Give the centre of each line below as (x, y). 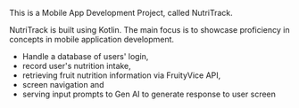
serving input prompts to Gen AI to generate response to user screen (149, 94)
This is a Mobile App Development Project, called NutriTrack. (121, 13)
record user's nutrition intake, (76, 66)
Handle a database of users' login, (85, 56)
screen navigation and (63, 85)
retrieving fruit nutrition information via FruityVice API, (121, 75)
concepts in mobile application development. (92, 39)
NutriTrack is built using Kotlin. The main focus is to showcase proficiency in (149, 30)
